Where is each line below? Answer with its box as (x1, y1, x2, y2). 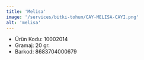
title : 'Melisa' (6, 8, 46, 15)
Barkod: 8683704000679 (14, 48, 77, 55)
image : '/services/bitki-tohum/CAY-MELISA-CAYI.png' (6, 14, 139, 20)
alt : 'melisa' (6, 19, 41, 25)
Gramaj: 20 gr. (14, 42, 50, 49)
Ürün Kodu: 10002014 (14, 36, 68, 43)
